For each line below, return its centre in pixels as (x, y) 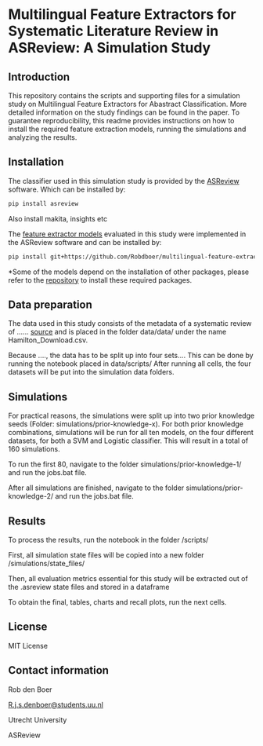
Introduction (39, 77)
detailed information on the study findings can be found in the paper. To (124, 112)
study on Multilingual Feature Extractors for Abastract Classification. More (128, 104)
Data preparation (50, 304)
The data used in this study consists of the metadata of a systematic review (130, 324)
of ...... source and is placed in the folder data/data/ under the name (117, 332)
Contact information (59, 670)
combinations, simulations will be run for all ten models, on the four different (131, 433)
